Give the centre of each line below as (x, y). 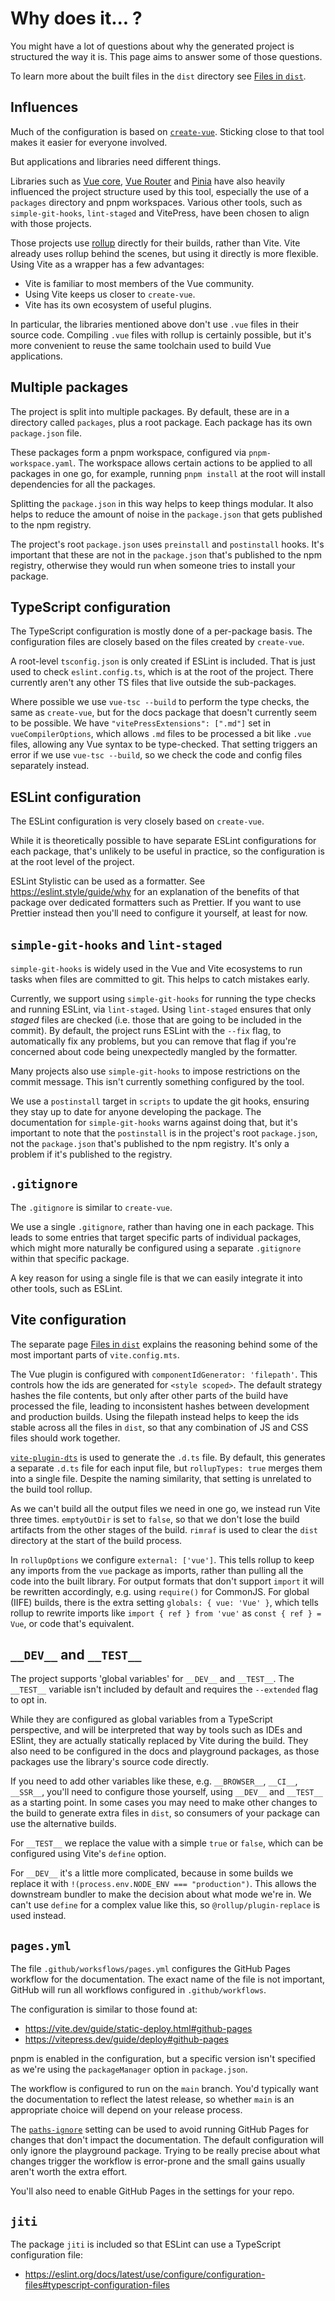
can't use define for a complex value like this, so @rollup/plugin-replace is (165, 1905)
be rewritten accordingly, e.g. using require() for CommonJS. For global (160, 1591)
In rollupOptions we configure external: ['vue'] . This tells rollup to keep (162, 1559)
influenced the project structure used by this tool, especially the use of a (160, 191)
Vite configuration (68, 1320)
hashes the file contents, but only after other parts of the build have (149, 1395)
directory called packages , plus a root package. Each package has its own (161, 422)
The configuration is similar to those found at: (104, 2009)
